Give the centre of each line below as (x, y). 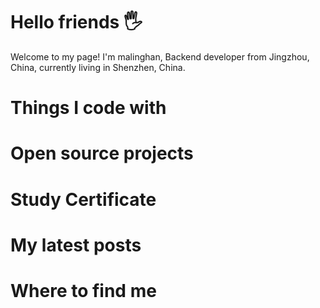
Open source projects (102, 153)
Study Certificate (83, 199)
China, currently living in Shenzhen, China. (98, 67)
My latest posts (76, 245)
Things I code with (88, 108)
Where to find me (83, 290)
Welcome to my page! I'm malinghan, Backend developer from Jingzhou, (160, 56)
